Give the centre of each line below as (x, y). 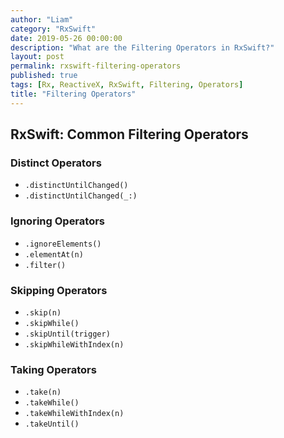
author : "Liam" (42, 19)
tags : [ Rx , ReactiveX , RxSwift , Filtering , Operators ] (127, 85)
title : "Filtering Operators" (73, 94)
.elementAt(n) (54, 254)
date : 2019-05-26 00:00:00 (66, 38)
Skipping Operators (59, 290)
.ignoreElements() (63, 244)
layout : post (37, 57)
